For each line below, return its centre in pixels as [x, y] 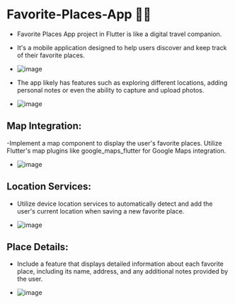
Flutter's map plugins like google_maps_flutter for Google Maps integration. [116, 151]
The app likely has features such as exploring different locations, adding [122, 82]
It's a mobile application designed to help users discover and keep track [122, 47]
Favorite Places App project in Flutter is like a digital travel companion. [119, 34]
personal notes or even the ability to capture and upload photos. [110, 90]
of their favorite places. [51, 55]
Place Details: [38, 247]
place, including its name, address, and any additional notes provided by [122, 271]
